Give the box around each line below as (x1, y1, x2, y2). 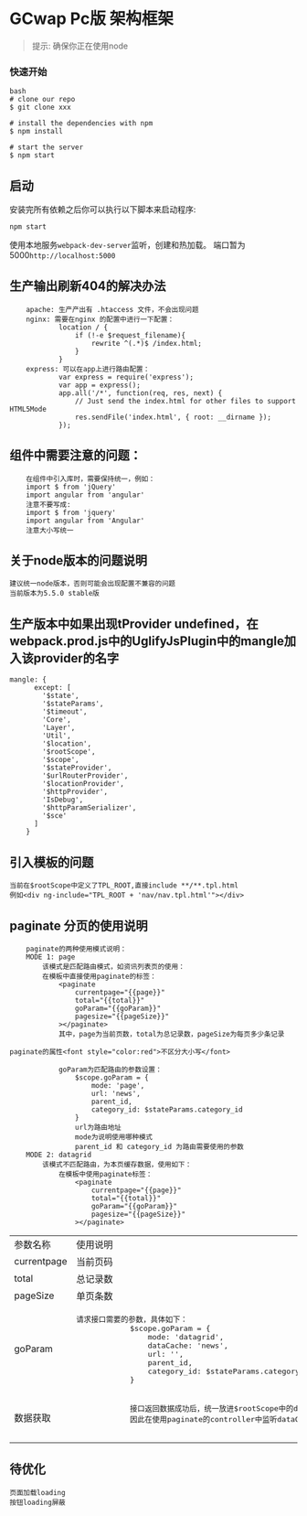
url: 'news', (90, 1089, 142, 1098)
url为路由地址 (74, 1123, 122, 1132)
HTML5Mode (9, 404, 48, 414)
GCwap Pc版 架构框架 (9, 8, 175, 29)
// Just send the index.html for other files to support (74, 396, 297, 405)
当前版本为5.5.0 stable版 (9, 589, 101, 598)
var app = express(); (58, 381, 142, 390)
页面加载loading (9, 1488, 66, 1497)
